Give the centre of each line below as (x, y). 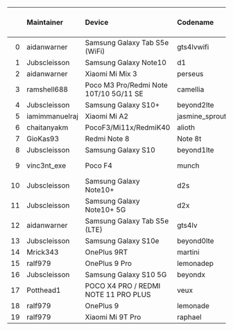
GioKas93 (43, 139)
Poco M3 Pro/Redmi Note (127, 85)
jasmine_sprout (201, 116)
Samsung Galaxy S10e (122, 241)
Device (97, 22)
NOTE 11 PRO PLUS (118, 295)
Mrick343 (43, 252)
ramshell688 (47, 89)
